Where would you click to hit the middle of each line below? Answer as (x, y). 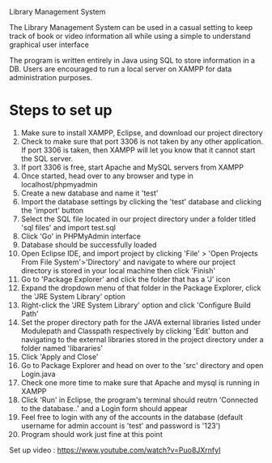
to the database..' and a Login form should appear (104, 408)
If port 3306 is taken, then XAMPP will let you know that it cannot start (138, 150)
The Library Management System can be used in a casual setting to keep (131, 27)
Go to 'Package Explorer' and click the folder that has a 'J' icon (125, 279)
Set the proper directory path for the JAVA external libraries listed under (141, 322)
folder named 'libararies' (62, 348)
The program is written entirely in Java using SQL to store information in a (132, 60)
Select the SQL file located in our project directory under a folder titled (138, 219)
